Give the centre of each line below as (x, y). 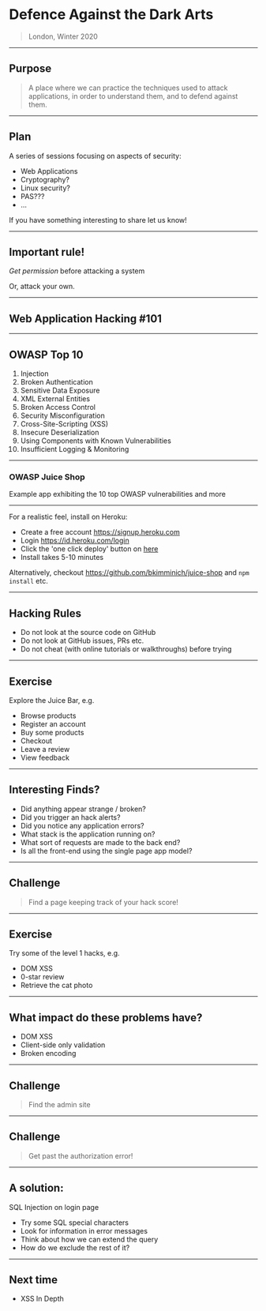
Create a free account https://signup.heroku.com (100, 532)
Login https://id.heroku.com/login (75, 541)
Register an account (53, 723)
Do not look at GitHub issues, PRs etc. (82, 640)
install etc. (28, 581)
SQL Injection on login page (54, 1207)
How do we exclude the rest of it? (75, 1247)
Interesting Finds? (54, 790)
